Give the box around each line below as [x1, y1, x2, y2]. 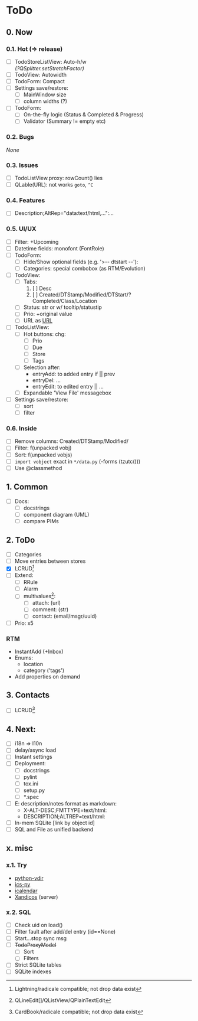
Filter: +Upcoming [14, 238, 59, 245]
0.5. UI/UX [6, 225, 37, 233]
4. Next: [6, 724, 37, 734]
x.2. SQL [6, 908, 31, 916]
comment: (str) [32, 606, 69, 613]
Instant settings [14, 753, 52, 761]
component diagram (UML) [23, 511, 90, 518]
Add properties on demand [14, 673, 81, 680]
